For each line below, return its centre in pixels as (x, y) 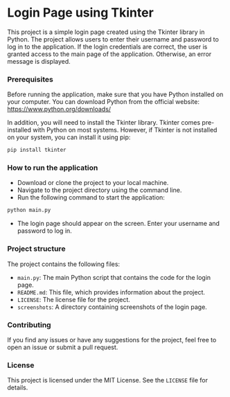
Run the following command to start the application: (91, 197)
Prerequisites (30, 79)
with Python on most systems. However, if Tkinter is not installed (125, 130)
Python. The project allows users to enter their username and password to (113, 39)
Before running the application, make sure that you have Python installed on (115, 94)
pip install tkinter (37, 150)
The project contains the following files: (63, 264)
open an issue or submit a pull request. (63, 347)
